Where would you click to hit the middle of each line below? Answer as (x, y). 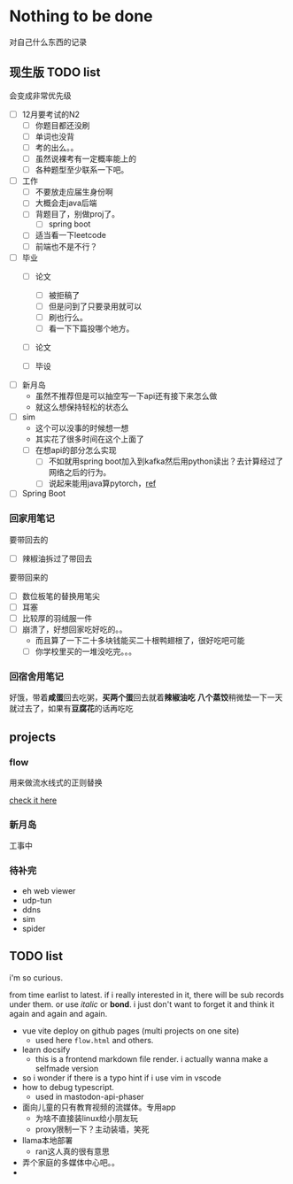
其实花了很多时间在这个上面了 (89, 439)
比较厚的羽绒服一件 (57, 618)
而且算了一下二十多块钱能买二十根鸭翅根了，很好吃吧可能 (140, 641)
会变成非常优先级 (40, 96)
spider (34, 928)
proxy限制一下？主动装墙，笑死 (92, 1129)
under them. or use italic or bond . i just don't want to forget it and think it (142, 1004)
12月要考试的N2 (51, 114)
